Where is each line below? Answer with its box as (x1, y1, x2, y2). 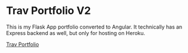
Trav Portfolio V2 (6, 4, 91, 17)
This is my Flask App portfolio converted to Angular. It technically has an (6, 23, 183, 30)
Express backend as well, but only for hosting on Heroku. (6, 29, 145, 36)
